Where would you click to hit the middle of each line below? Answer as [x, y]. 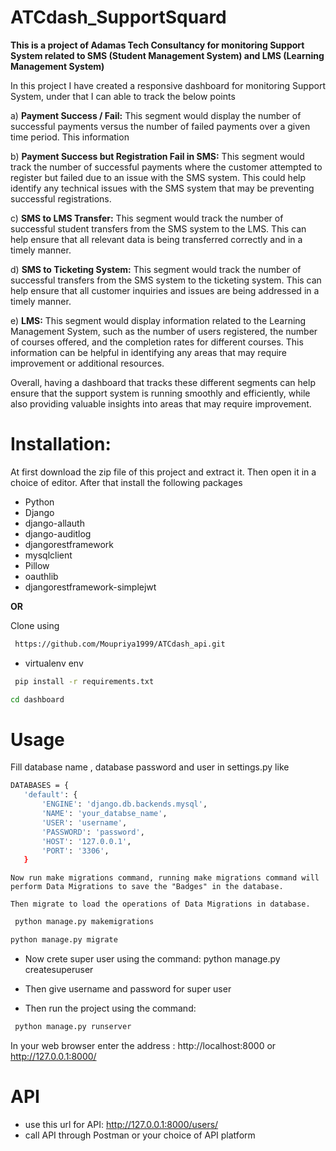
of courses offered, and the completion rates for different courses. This [157, 342]
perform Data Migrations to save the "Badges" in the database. [147, 887]
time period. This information [70, 137]
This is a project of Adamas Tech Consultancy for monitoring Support [157, 45]
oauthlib [41, 576]
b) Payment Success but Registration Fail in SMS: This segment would [157, 156]
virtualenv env [54, 663]
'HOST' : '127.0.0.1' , [86, 841]
